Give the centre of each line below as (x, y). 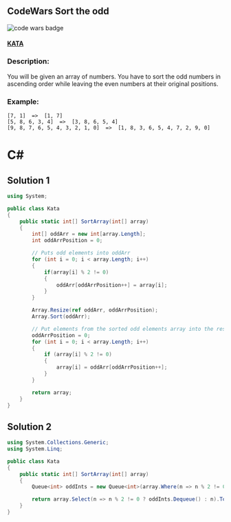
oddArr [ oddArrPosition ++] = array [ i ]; (112, 285)
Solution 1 (29, 181)
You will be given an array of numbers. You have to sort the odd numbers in (114, 76)
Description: (28, 61)
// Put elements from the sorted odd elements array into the (123, 329)
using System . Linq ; (35, 449)
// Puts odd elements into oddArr (81, 253)
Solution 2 (29, 427)
